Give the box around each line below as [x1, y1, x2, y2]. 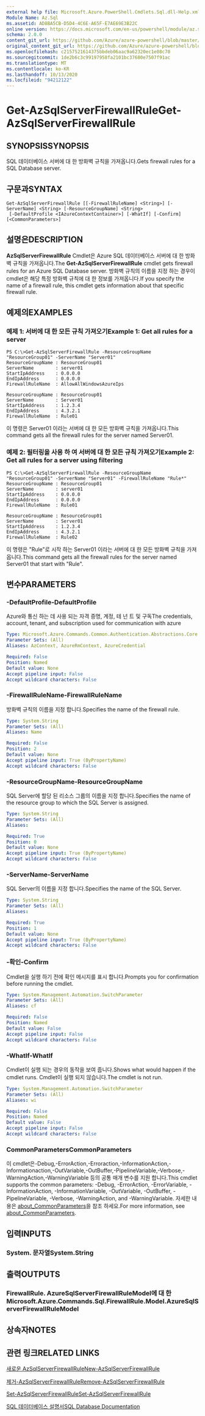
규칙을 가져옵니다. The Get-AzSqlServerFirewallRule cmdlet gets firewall [12, 259, 193, 266]
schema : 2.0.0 [6, 32, 43, 38]
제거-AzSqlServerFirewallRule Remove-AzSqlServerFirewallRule [6, 1378, 165, 1385]
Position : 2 [6, 746, 37, 752]
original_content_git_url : [6, 43, 75, 50]
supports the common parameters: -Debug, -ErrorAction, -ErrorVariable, [6, 1181, 188, 1189]
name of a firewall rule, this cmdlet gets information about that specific [6, 282, 184, 289]
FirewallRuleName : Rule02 [6, 534, 78, 540]
